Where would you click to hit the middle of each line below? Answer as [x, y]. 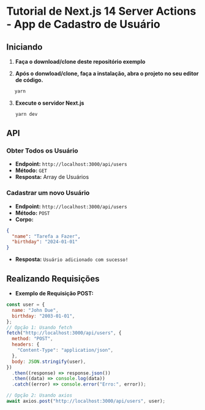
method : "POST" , [32, 339]
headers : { [26, 344]
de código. [29, 80]
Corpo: [24, 219]
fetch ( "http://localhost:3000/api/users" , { [64, 333]
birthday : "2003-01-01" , [43, 316]
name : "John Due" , [35, 310]
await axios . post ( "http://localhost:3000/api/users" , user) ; [86, 401]
